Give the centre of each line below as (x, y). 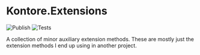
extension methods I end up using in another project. (71, 45)
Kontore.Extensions (57, 11)
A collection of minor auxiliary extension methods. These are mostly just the (100, 39)
